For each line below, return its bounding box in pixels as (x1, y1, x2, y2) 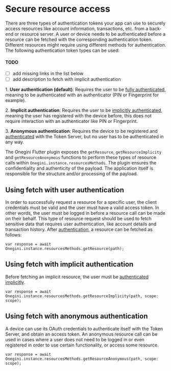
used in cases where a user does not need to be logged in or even (5, 336, 144, 342)
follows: (5, 232, 22, 238)
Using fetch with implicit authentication (5, 260, 134, 269)
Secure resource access (5, 3, 111, 15)
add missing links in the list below (12, 70, 84, 77)
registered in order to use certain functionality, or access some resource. (5, 342, 159, 348)
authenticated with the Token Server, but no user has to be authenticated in (5, 134, 164, 140)
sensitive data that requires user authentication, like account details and (5, 221, 157, 227)
